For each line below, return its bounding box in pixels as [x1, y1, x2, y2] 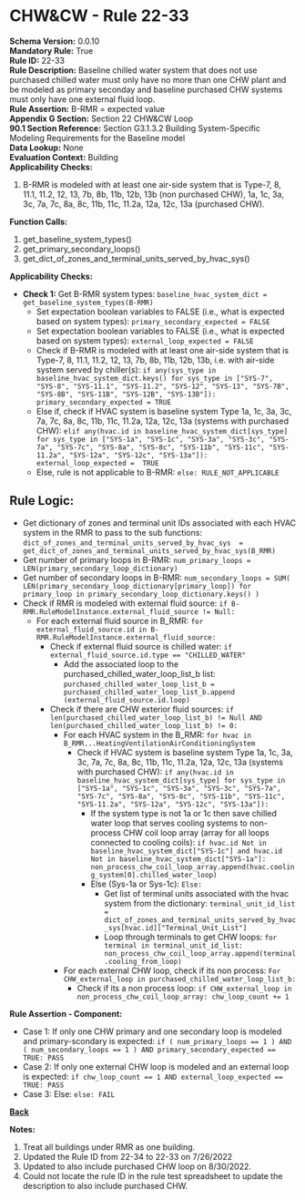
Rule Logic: [9, 493, 75, 508]
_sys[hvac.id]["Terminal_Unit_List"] [104, 923, 248, 932]
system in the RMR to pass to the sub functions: [22, 527, 203, 538]
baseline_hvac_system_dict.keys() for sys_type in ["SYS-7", [36, 374, 273, 383]
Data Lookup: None [9, 142, 84, 153]
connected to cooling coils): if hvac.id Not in [90, 836, 267, 847]
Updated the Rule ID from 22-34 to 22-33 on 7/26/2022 [22, 1151, 233, 1162]
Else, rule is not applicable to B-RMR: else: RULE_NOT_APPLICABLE [36, 467, 280, 477]
